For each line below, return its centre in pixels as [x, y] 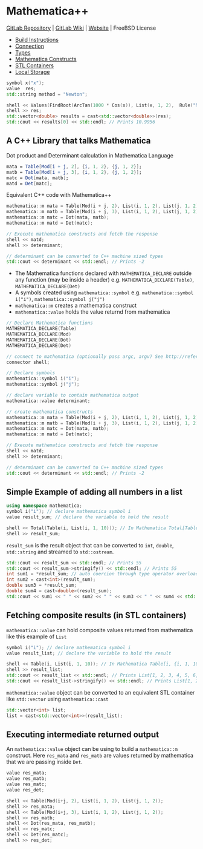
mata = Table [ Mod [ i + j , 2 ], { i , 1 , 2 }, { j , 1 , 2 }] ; [74, 167]
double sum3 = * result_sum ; [42, 586]
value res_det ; [25, 790]
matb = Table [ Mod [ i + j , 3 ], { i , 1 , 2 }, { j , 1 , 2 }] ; [74, 172]
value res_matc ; [27, 785]
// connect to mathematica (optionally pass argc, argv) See [85, 356]
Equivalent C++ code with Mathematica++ [59, 195]
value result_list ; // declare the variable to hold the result [89, 653]
